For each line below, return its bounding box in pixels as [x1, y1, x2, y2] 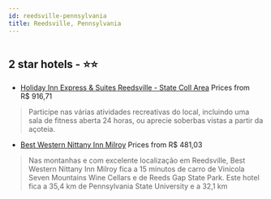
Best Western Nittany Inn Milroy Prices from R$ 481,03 [19, 140, 203, 150]
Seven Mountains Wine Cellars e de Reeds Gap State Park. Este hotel [28, 173, 260, 183]
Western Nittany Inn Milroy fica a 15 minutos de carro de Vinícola [28, 164, 245, 174]
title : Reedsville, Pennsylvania [8, 19, 122, 28]
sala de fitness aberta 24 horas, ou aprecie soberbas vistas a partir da [28, 116, 264, 125]
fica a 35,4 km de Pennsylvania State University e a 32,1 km [28, 181, 228, 191]
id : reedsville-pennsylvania [8, 11, 107, 20]
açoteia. [28, 125, 55, 134]
